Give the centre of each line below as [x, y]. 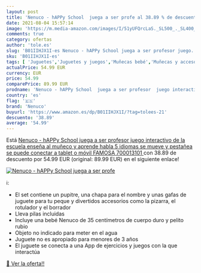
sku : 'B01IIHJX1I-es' [33, 56]
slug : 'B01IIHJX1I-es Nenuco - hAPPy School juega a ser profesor [91, 51]
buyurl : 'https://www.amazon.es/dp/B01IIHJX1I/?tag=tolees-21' [87, 112]
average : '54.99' [28, 123]
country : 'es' [24, 95]
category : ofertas [29, 40]
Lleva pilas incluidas [39, 214]
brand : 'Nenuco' [26, 106]
